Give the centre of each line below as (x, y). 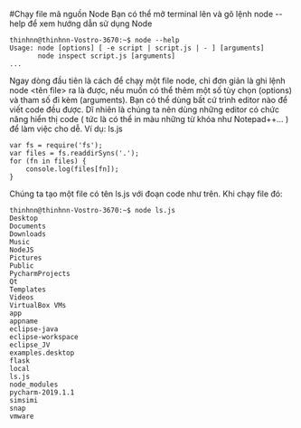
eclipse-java (34, 329)
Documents (28, 226)
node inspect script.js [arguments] (107, 56)
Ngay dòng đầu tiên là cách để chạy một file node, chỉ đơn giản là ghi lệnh (148, 81)
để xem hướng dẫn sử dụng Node (90, 24)
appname (24, 321)
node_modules (34, 385)
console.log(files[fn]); (72, 169)
